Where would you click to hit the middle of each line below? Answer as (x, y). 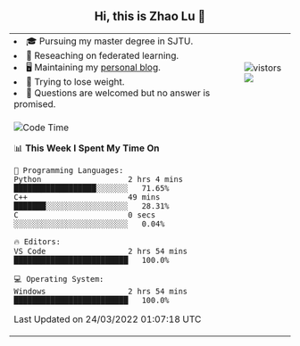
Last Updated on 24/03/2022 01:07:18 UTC (108, 319)
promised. (35, 103)
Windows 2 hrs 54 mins (100, 291)
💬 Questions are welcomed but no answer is (118, 93)
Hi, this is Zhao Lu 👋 (150, 16)
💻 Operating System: (59, 279)
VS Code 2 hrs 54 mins (100, 251)
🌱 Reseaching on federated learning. (103, 55)
